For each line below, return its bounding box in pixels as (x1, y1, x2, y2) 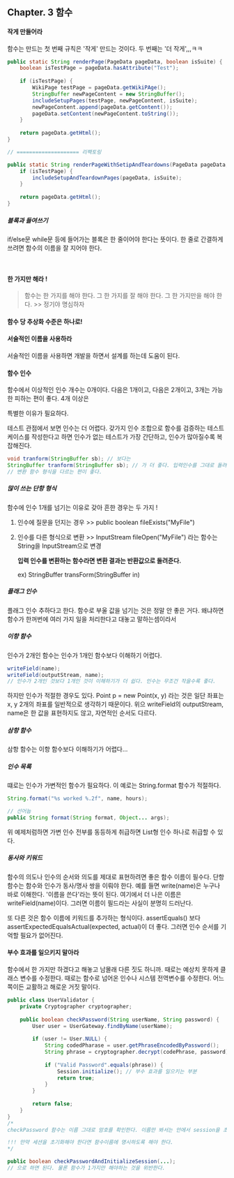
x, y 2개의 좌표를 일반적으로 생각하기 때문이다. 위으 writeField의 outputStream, (7, 700, 224, 708)
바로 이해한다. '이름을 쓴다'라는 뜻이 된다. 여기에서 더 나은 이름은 (7, 890, 182, 898)
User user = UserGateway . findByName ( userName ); (32, 1022, 173, 1029)
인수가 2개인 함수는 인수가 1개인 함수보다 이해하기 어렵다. (7, 651, 162, 659)
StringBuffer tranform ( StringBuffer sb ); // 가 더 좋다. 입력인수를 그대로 (7, 462, 214, 469)
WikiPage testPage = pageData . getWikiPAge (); (32, 84, 167, 91)
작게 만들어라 (7, 27, 43, 36)
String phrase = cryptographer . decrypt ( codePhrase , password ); (44, 1049, 232, 1056)
